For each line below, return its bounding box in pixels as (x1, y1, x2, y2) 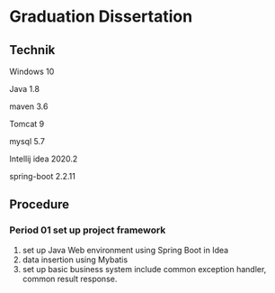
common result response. (22, 273, 118, 284)
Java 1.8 (9, 84, 40, 94)
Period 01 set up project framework (9, 224, 166, 236)
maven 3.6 (9, 101, 49, 112)
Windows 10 (9, 66, 55, 77)
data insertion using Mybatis (22, 254, 129, 265)
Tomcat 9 (9, 119, 45, 129)
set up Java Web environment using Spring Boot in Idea (22, 244, 229, 255)
